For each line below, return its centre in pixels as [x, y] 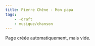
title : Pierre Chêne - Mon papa [39, 10]
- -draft [23, 19]
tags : [11, 14]
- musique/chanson [34, 24]
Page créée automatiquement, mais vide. [48, 38]
